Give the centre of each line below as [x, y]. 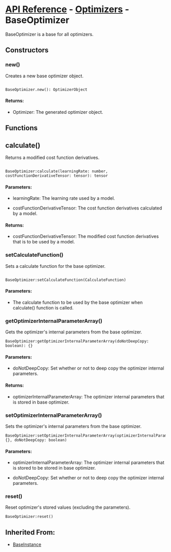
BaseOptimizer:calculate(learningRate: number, [57, 171]
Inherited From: [30, 532]
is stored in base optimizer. [41, 402]
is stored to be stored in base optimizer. [54, 468]
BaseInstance [27, 544]
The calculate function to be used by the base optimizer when [78, 302]
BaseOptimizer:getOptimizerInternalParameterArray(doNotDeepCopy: [77, 342]
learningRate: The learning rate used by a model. [64, 198]
